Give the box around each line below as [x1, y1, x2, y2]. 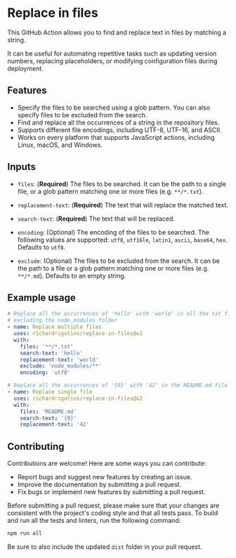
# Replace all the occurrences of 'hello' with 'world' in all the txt [7, 311, 221, 318]
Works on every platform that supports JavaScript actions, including [17, 133, 216, 141]
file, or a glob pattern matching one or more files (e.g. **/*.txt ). [17, 187, 204, 195]
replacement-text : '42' [20, 421, 90, 428]
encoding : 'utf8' [20, 369, 71, 377]
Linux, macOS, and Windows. [17, 141, 103, 149]
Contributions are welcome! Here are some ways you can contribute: [7, 459, 206, 468]
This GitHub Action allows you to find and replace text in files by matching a [7, 28, 227, 37]
